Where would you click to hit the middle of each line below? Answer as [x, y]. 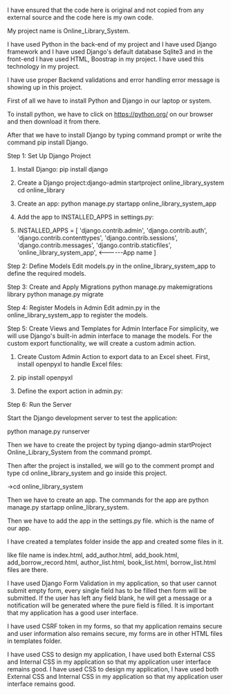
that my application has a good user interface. [73, 613]
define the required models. [47, 273]
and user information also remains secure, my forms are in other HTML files [115, 634]
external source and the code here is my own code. [81, 17]
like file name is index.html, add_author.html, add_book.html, [93, 555]
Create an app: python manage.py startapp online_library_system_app [117, 203]
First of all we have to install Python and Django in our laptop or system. [110, 101]
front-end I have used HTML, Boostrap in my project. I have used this [105, 59]
